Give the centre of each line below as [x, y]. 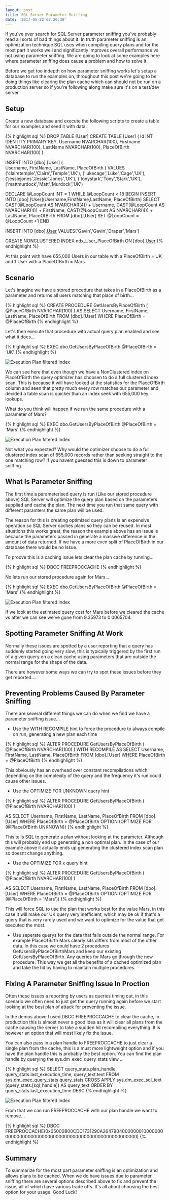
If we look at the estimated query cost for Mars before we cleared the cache [85, 612]
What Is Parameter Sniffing [49, 482]
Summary [21, 1158]
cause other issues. [26, 781]
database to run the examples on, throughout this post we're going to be [81, 77]
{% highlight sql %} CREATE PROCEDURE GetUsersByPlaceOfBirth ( [77, 305]
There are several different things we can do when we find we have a [78, 714]
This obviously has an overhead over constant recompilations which [77, 770]
